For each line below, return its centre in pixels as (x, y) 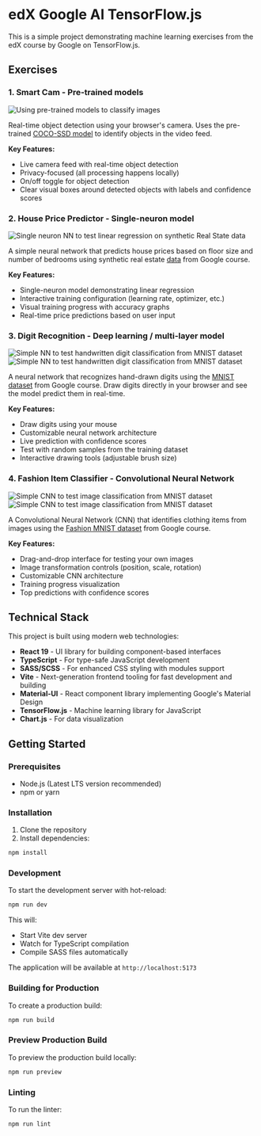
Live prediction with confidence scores (83, 441)
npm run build (32, 1020)
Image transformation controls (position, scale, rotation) (110, 567)
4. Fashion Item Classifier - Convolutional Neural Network (121, 478)
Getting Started (47, 743)
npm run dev (28, 905)
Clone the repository (53, 830)
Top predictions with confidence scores (84, 593)
